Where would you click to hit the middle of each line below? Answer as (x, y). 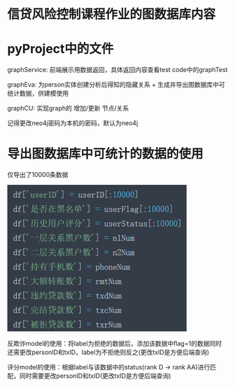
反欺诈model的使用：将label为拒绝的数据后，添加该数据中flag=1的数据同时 (115, 344)
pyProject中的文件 (60, 49)
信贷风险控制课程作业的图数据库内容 (112, 14)
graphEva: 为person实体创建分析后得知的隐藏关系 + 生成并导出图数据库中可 (116, 85)
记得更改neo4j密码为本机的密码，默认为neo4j (73, 123)
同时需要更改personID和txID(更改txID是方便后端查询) (95, 376)
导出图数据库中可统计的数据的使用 (106, 154)
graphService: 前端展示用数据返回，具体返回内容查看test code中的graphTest (117, 70)
